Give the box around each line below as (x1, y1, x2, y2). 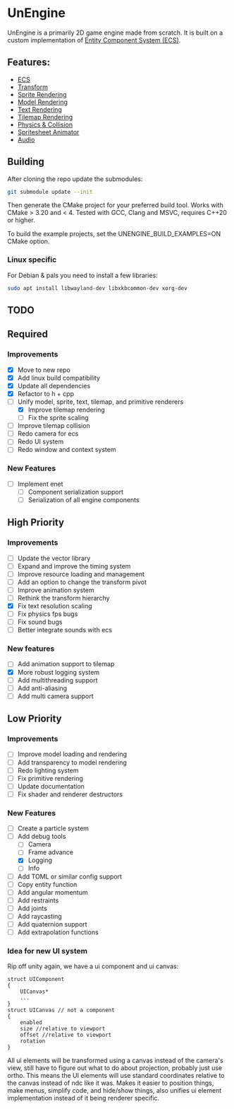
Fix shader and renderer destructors (17, 790, 123, 799)
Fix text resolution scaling (17, 601, 92, 610)
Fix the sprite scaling (27, 414, 90, 422)
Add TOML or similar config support (17, 872, 122, 881)
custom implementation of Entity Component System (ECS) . (7, 35, 181, 44)
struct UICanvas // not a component (7, 1006, 115, 1014)
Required (7, 328, 48, 340)
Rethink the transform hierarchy (17, 593, 111, 602)
